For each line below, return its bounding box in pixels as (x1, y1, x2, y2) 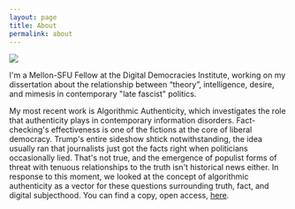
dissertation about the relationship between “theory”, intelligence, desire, (9, 79, 275, 90)
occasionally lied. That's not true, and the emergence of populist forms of (9, 153, 277, 163)
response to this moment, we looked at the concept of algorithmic (9, 171, 249, 182)
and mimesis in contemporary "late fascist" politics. (9, 89, 197, 100)
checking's (9, 124, 49, 135)
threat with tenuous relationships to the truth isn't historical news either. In (9, 162, 279, 173)
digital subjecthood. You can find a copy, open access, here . (9, 190, 230, 201)
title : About (9, 21, 57, 30)
